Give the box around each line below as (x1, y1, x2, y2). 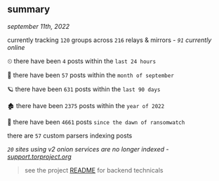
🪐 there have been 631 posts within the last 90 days (7, 85, 161, 93)
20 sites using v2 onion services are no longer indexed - (7, 145, 169, 153)
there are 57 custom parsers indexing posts (7, 131, 133, 140)
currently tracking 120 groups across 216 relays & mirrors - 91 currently (7, 36, 212, 44)
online (7, 43, 25, 51)
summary (7, 4, 51, 15)
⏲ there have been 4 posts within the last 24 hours (7, 57, 157, 65)
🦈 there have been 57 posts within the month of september (7, 71, 174, 79)
